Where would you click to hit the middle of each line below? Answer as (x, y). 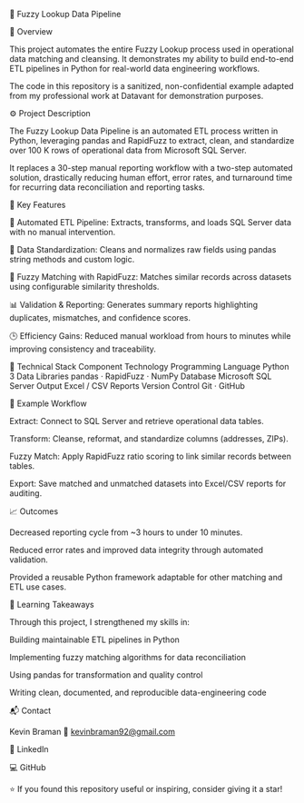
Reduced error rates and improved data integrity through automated (136, 550)
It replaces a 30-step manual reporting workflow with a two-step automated (151, 168)
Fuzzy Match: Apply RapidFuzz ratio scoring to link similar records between (151, 456)
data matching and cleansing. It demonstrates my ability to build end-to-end (152, 59)
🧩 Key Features (38, 205)
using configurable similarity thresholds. (84, 287)
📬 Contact (30, 710)
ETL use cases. (38, 587)
